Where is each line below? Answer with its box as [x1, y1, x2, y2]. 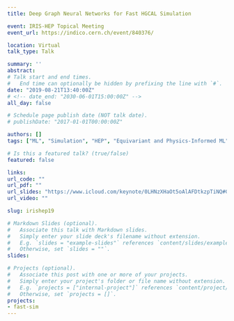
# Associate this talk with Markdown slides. [7, 227, 148, 233]
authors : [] [7, 131, 42, 138]
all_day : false [7, 99, 52, 106]
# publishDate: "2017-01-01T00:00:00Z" [7, 119, 123, 126]
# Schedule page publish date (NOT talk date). [7, 112, 148, 119]
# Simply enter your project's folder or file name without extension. [7, 277, 226, 285]
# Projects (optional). [7, 265, 77, 272]
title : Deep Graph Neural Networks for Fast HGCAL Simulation [7, 10, 192, 17]
